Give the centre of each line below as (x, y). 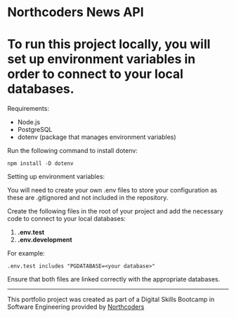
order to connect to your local (96, 74)
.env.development (45, 240)
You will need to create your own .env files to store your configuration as (112, 190)
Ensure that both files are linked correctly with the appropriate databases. (114, 279)
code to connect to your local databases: (67, 219)
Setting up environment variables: (56, 177)
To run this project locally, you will (109, 45)
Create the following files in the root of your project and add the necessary (115, 211)
